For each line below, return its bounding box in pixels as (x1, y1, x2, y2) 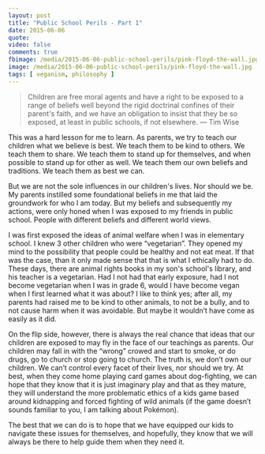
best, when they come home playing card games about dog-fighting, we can (8, 371, 257, 381)
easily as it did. (8, 313, 57, 324)
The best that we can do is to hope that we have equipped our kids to (8, 420, 234, 430)
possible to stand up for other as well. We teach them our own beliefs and (8, 157, 248, 167)
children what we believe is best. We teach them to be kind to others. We (8, 141, 245, 150)
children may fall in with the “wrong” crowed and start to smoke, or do (8, 346, 237, 355)
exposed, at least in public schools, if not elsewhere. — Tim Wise (27, 117, 240, 126)
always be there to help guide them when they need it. (8, 437, 185, 446)
